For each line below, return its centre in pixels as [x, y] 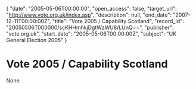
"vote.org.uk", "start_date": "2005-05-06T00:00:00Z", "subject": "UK [91, 34]
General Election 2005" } [37, 40]
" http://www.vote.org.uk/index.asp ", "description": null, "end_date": [89, 15]
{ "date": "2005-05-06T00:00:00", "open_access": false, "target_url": [91, 9]
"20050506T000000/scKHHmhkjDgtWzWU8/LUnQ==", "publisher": [90, 27]
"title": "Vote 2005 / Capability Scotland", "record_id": [118, 21]
